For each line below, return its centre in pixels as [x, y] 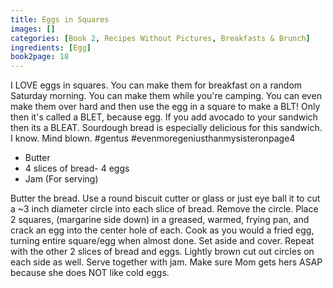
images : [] [33, 29]
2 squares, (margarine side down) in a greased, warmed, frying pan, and [160, 220]
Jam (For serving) [61, 179]
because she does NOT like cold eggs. [90, 273]
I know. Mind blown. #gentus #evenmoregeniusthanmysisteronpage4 [153, 138]
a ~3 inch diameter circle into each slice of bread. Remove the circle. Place [164, 209]
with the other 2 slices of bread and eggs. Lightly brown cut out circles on [162, 252]
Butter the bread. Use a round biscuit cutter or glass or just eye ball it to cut [165, 198]
